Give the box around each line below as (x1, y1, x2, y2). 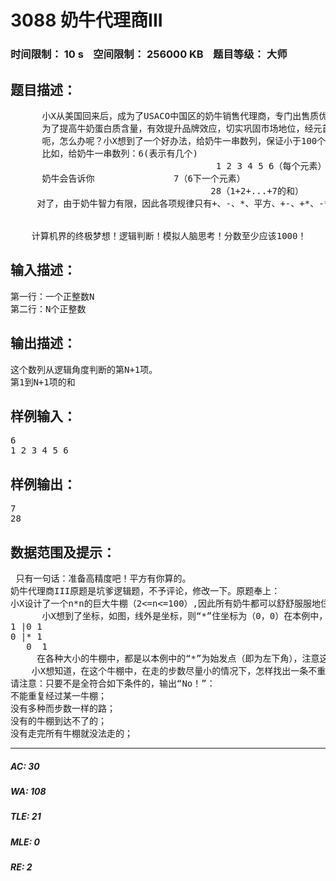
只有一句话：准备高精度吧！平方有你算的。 (15, 572, 192, 584)
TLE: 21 (10, 811, 42, 823)
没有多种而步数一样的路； (10, 702, 116, 714)
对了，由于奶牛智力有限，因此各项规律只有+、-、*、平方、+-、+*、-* (36, 197, 330, 209)
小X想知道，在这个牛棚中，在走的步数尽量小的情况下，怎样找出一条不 (31, 665, 318, 676)
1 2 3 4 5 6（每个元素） (215, 160, 327, 171)
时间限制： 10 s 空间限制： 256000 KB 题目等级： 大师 (10, 47, 288, 61)
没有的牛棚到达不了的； (10, 715, 107, 726)
